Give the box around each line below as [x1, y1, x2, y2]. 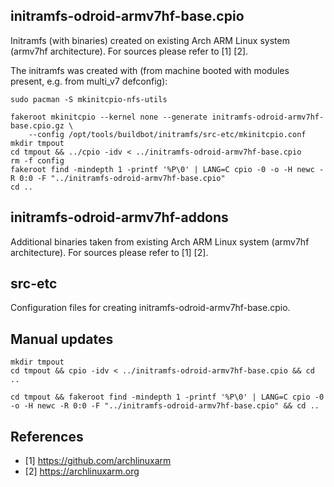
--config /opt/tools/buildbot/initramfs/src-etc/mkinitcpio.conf [28, 129, 307, 139]
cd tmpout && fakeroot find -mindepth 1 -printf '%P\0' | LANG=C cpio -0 [10, 392, 325, 403]
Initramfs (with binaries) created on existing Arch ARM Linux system [10, 34, 290, 46]
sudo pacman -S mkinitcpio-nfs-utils [10, 94, 168, 104]
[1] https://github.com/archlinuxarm [24, 455, 172, 467]
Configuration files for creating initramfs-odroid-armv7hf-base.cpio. [10, 302, 291, 314]
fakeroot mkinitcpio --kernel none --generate [10, 112, 208, 122]
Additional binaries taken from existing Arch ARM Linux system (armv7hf [10, 235, 310, 248]
